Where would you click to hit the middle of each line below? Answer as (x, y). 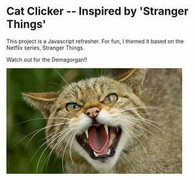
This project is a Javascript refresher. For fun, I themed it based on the (95, 41)
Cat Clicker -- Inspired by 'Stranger (97, 11)
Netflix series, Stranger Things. (46, 48)
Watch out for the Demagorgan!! (47, 59)
